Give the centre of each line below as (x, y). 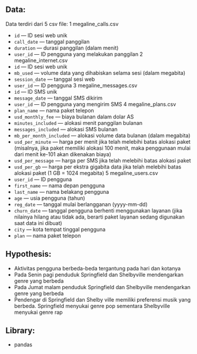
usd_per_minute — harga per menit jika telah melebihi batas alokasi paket (102, 141)
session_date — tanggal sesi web (54, 79)
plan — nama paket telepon (47, 236)
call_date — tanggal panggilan (52, 41)
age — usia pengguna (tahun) (50, 198)
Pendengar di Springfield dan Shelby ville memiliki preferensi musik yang (102, 299)
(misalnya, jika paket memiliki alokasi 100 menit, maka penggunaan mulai (102, 148)
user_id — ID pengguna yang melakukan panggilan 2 (79, 54)
